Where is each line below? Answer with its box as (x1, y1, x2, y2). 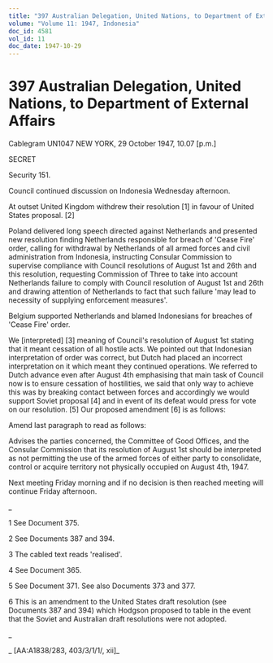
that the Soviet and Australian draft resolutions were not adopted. (8, 614, 227, 624)
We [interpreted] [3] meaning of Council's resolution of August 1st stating (8, 335, 254, 346)
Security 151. (8, 170, 51, 180)
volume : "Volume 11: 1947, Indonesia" (8, 20, 140, 28)
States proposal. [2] (8, 211, 75, 220)
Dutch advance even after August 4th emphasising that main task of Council (8, 370, 264, 380)
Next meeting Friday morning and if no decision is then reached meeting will (8, 478, 264, 488)
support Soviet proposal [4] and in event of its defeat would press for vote (8, 396, 257, 406)
